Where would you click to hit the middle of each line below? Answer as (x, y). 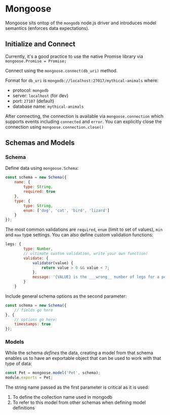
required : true (39, 192)
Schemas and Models (40, 143)
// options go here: (36, 319)
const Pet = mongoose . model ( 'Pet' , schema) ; (53, 373)
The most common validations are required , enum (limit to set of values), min (84, 230)
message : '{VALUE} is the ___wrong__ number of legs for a (96, 277)
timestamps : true (33, 324)
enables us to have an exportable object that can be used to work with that (83, 358)
